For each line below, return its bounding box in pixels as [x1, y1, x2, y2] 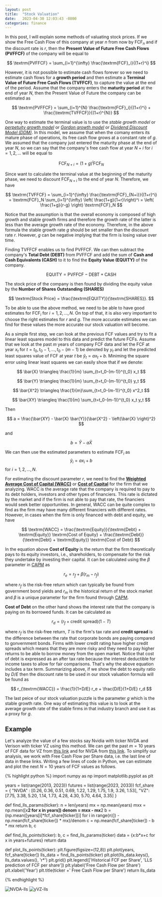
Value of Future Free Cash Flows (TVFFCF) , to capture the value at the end [5, 80, 156, 85]
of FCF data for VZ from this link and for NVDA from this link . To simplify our [5, 748, 157, 754]
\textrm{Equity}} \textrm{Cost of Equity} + [18, 532, 103, 538]
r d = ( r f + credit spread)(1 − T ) [51, 618, 111, 626]
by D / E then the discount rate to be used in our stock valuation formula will [5, 671, 154, 677]
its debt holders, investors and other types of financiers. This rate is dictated [5, 491, 158, 497]
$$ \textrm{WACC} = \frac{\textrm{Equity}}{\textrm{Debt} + [21, 526, 141, 532]
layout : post [5, 7, 31, 12]
